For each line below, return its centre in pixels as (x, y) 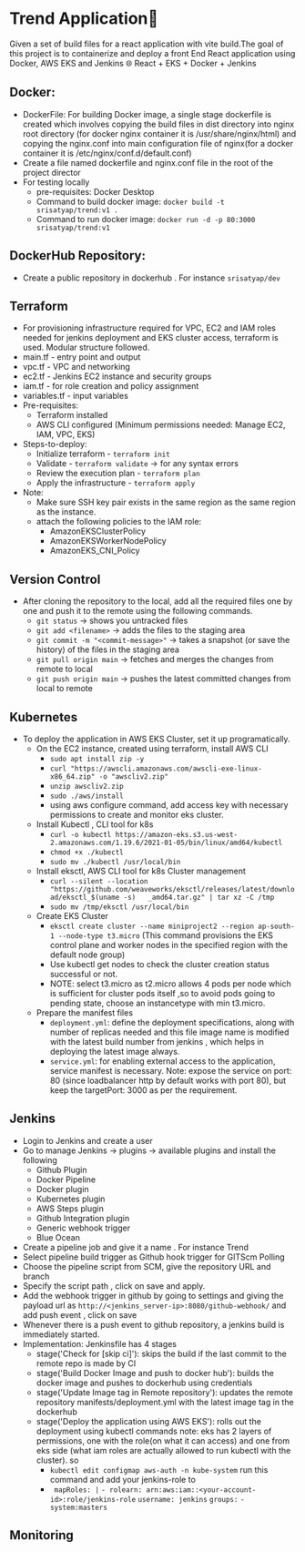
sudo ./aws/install (87, 796)
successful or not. (84, 974)
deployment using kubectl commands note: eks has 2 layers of (154, 1431)
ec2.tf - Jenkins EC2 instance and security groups (117, 376)
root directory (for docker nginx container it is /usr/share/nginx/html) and (159, 133)
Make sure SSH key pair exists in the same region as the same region (166, 502)
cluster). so (57, 1460)
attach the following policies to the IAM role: (119, 522)
